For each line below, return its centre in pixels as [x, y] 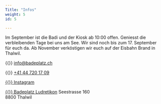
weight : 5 [15, 14]
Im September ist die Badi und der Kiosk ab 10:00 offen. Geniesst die [76, 37]
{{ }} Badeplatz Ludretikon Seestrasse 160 [48, 92]
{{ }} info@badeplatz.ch [29, 63]
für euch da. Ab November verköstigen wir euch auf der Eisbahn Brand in [80, 48]
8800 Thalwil [19, 97]
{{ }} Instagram [20, 82]
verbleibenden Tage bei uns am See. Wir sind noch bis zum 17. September [81, 43]
